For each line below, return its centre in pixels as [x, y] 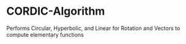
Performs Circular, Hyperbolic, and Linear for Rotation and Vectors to [93, 28]
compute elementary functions [45, 34]
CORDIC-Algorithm [56, 11]
